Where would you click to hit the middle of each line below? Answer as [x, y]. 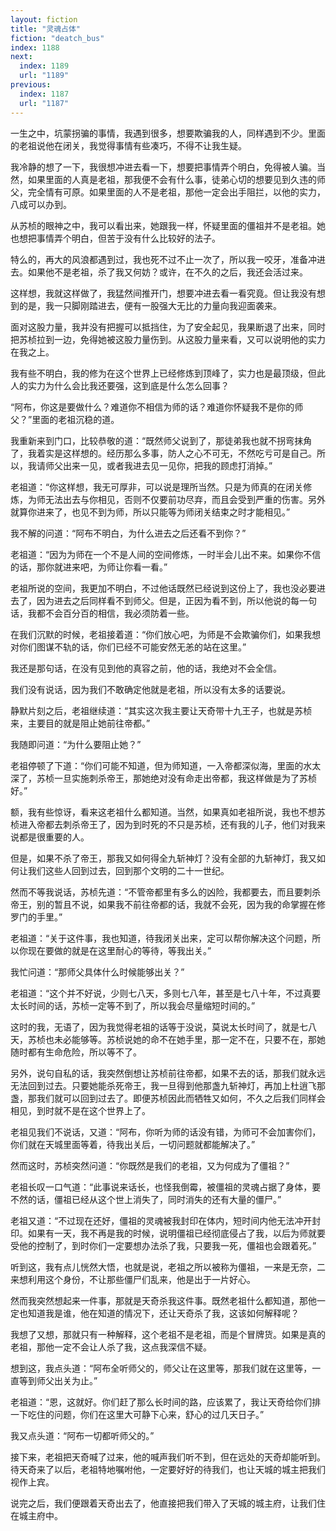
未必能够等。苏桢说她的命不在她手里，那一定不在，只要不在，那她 [189, 1039]
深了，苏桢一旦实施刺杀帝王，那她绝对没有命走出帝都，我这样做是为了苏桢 [163, 778]
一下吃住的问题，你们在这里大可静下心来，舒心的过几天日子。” [137, 1414]
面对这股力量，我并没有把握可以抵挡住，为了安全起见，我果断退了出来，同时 [168, 327]
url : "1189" [44, 76]
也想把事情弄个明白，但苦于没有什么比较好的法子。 [115, 238]
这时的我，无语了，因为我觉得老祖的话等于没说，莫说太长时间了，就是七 [159, 1027]
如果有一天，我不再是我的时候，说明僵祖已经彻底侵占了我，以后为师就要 [176, 1233]
